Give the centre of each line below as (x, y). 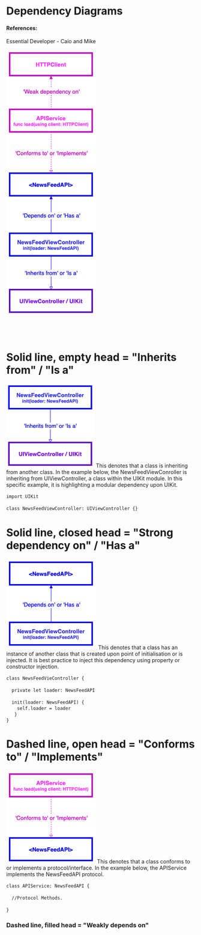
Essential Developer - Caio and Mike (51, 41)
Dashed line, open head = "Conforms (100, 744)
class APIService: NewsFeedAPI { (48, 886)
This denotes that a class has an (138, 648)
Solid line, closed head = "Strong (90, 532)
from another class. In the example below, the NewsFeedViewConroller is (97, 472)
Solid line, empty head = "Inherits (91, 357)
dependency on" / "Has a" (73, 545)
